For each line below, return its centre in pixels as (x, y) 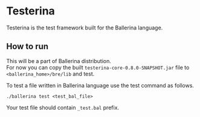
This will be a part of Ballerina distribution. (59, 61)
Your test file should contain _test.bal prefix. (63, 107)
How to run (27, 46)
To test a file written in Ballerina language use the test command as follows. (100, 85)
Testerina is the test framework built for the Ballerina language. (85, 28)
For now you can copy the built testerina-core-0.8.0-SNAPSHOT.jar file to (98, 67)
